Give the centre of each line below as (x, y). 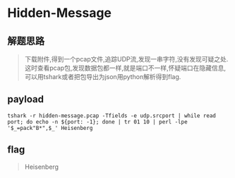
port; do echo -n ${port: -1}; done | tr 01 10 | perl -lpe (98, 121)
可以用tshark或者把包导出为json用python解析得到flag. (103, 77)
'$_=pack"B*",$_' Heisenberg (50, 128)
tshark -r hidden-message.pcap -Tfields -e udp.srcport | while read (112, 115)
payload (26, 99)
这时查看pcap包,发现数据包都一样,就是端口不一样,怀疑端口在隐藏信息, (125, 68)
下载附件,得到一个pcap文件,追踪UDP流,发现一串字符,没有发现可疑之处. (126, 59)
